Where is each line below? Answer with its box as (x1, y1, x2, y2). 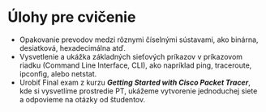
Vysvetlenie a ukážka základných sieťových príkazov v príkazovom (19, 52, 243, 61)
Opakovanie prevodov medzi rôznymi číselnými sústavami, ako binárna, (19, 35, 259, 44)
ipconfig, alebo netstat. (19, 68, 97, 78)
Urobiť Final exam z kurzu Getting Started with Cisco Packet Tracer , (19, 77, 251, 87)
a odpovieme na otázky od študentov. (19, 94, 146, 104)
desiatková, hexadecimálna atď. (19, 43, 127, 52)
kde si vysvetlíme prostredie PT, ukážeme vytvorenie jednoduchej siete (19, 85, 258, 96)
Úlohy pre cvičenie (7, 8, 136, 27)
